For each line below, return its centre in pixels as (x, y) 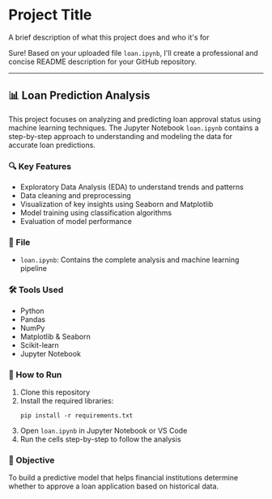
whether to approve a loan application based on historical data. (114, 486)
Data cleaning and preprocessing (75, 196)
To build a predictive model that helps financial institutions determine (123, 478)
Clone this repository (55, 392)
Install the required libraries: (67, 400)
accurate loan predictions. (52, 145)
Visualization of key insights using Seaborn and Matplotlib (117, 205)
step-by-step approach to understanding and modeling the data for (121, 136)
